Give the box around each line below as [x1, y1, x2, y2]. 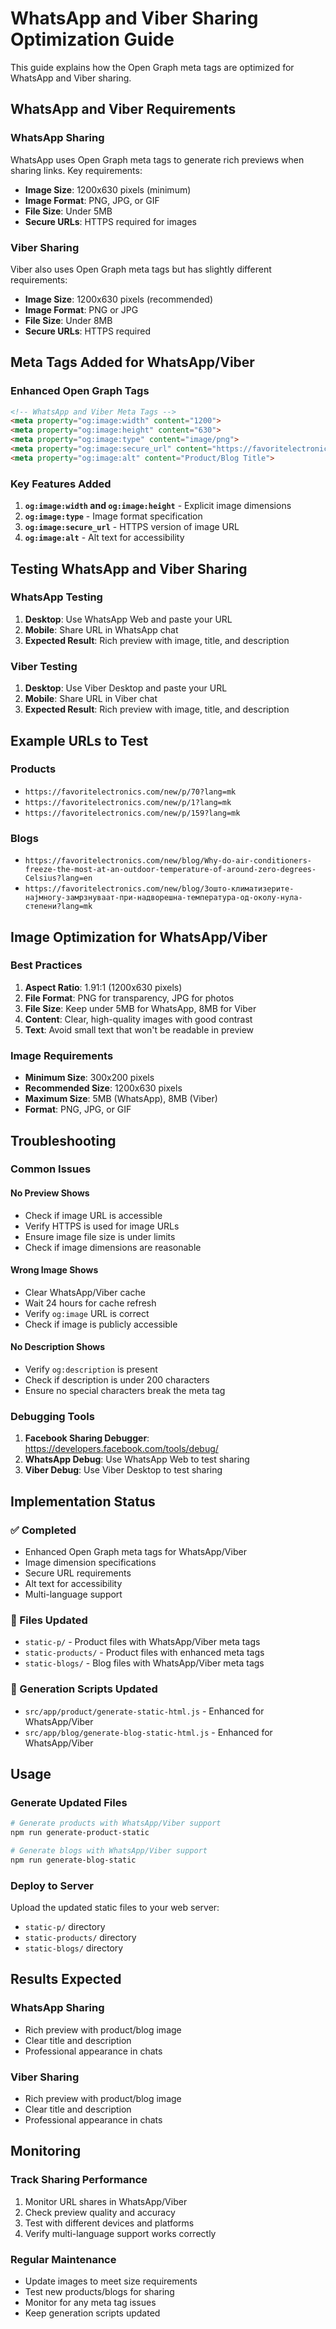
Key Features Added [10, 477, 112, 491]
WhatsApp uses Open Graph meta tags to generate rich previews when [10, 153, 305, 166]
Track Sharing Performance [10, 2173, 148, 2187]
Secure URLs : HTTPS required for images [24, 215, 197, 227]
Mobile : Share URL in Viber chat [24, 693, 158, 705]
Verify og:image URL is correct [24, 1307, 150, 1319]
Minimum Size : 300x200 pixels [24, 1072, 155, 1084]
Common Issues [10, 1162, 92, 1176]
